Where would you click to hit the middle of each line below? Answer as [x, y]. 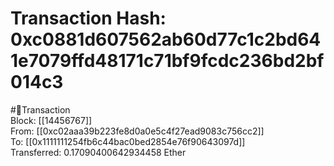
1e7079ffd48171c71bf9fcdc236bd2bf [167, 61]
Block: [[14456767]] [51, 120]
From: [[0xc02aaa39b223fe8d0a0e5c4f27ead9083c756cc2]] [137, 131]
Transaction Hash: [88, 18]
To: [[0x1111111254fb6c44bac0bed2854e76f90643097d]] [128, 141]
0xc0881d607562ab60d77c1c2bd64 [166, 39]
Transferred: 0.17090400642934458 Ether [98, 152]
